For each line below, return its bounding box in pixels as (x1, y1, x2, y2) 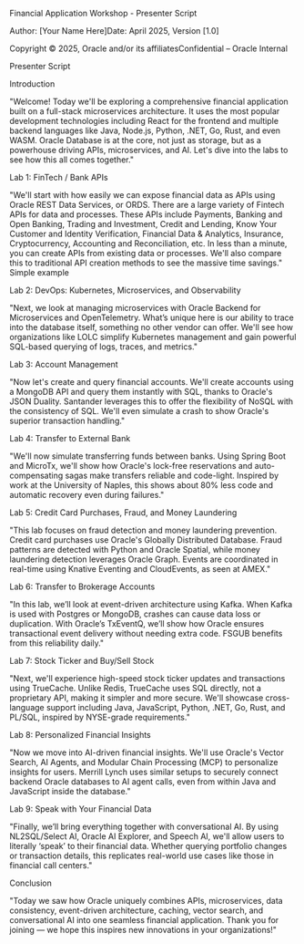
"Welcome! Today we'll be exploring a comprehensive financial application (9, 96, 289, 107)
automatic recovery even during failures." (9, 490, 165, 500)
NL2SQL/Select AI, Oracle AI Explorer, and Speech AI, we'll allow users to (9, 831, 285, 842)
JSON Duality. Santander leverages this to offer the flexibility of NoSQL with (9, 396, 294, 407)
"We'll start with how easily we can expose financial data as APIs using (9, 190, 276, 200)
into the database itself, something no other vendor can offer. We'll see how (9, 322, 294, 332)
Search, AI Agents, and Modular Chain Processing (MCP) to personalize (9, 757, 279, 767)
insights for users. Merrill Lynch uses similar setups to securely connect (9, 766, 279, 777)
